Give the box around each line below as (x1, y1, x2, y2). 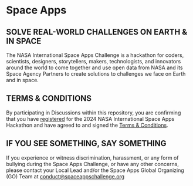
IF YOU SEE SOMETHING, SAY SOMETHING (6, 138, 167, 148)
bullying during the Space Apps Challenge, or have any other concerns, (6, 160, 179, 167)
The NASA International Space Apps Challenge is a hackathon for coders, (6, 52, 184, 59)
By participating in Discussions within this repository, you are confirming (6, 109, 181, 116)
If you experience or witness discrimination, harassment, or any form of (6, 154, 179, 161)
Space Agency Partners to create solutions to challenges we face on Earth (6, 70, 186, 77)
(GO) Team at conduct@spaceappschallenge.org (6, 173, 125, 180)
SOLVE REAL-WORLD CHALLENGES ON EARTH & (6, 27, 188, 37)
